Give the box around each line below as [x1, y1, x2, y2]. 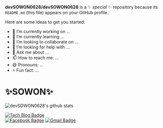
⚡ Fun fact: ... [12, 67, 39, 73]
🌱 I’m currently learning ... [12, 34, 65, 40]
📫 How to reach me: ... [12, 55, 59, 61]
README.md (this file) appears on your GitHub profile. [5, 10, 109, 15]
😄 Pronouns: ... [12, 62, 44, 67]
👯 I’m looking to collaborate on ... [12, 39, 79, 44]
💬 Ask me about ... [12, 49, 49, 55]
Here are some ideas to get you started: [5, 19, 86, 25]
